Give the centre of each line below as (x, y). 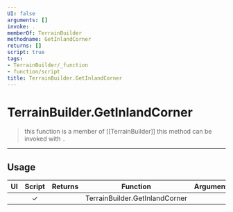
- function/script (34, 71)
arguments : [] (28, 20)
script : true (26, 53)
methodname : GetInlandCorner (49, 39)
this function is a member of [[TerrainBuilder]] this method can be (118, 132)
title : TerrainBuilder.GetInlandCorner (65, 78)
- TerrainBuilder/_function (48, 65)
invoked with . (45, 139)
